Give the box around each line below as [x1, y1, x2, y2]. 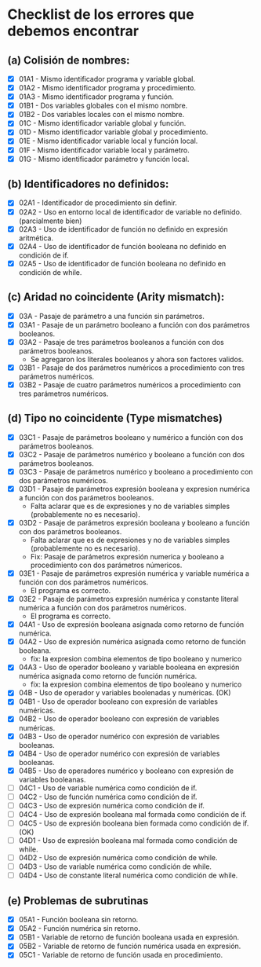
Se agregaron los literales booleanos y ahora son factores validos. [30, 354, 245, 364]
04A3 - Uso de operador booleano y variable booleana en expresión [18, 662, 240, 672]
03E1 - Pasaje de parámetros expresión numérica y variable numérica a [18, 569, 250, 578]
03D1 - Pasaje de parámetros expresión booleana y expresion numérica [18, 484, 250, 493]
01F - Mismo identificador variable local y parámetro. [18, 145, 190, 155]
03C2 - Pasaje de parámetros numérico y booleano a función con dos [18, 449, 245, 459]
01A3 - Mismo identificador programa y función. [18, 92, 174, 101]
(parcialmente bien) [18, 216, 82, 225]
